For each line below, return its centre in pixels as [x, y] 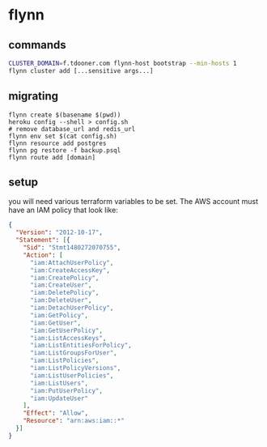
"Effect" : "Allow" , [56, 413]
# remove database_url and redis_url [72, 129]
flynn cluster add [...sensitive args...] [81, 70]
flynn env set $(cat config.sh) [63, 136]
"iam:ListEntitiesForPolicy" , [81, 346]
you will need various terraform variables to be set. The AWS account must [133, 202]
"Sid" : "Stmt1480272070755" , [72, 248]
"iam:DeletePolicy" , [64, 293]
